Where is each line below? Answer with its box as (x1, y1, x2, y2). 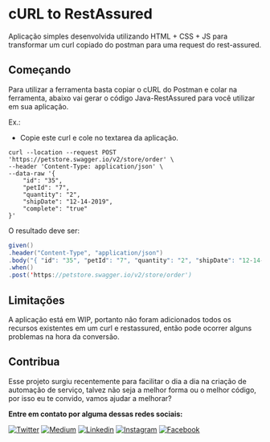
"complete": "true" (22, 204, 88, 213)
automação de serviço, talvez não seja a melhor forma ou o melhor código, (8, 385, 257, 395)
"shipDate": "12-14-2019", (22, 198, 113, 206)
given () (8, 241, 35, 249)
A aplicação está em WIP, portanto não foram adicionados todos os (8, 314, 231, 324)
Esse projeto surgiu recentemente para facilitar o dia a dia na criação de (8, 376, 247, 386)
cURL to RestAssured (8, 5, 153, 23)
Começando (8, 63, 72, 77)
